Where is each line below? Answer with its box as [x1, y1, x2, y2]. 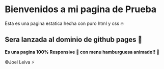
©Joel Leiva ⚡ [5, 59, 35, 65]
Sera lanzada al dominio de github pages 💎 [5, 36, 143, 44]
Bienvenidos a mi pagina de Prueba [5, 4, 157, 15]
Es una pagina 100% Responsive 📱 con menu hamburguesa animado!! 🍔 [5, 49, 160, 55]
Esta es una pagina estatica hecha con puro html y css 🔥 [5, 20, 124, 26]
